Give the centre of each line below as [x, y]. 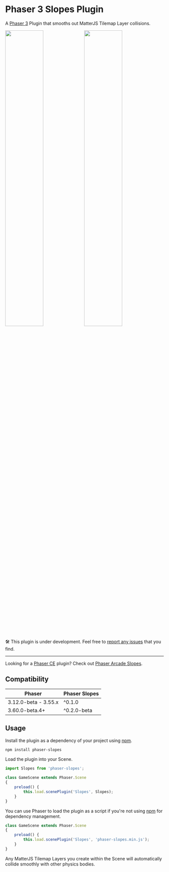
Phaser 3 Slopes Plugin [55, 9]
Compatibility [27, 679]
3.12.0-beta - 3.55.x [33, 702]
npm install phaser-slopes [33, 750]
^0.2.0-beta [78, 710]
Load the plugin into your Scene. [39, 759]
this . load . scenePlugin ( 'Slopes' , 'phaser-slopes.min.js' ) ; [87, 840]
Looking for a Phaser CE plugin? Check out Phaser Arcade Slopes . [74, 663]
